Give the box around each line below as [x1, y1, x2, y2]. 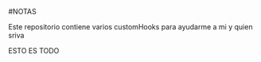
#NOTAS [8, 7, 37, 16]
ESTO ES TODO [8, 46, 60, 55]
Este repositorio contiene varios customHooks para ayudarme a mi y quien [8, 22, 253, 31]
